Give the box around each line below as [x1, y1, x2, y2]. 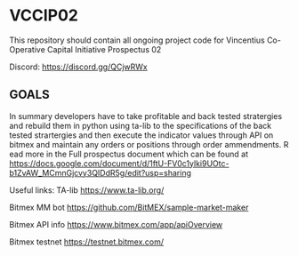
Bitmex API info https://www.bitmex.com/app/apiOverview [9, 219, 223, 229]
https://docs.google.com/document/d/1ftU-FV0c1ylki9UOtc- [9, 157, 230, 169]
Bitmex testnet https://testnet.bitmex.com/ [9, 236, 165, 247]
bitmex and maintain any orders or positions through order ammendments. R [9, 139, 289, 149]
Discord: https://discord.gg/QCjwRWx [9, 61, 149, 72]
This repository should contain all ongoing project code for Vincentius [9, 35, 265, 45]
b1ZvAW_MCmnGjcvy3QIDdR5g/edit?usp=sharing [9, 167, 192, 178]
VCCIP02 [9, 5, 78, 26]
